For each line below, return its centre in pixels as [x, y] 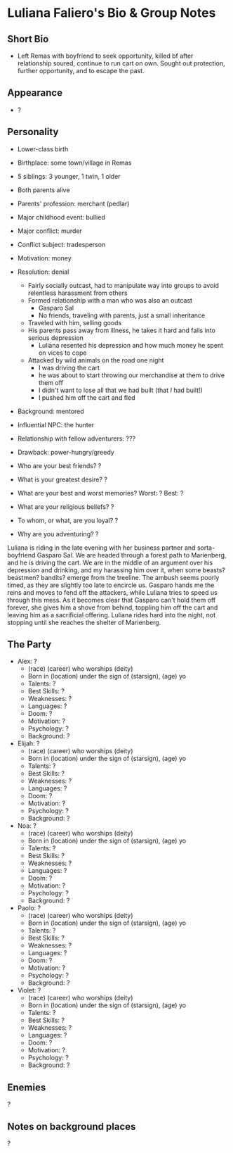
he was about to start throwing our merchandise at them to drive [132, 375]
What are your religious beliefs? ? [66, 506]
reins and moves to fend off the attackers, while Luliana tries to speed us [112, 592]
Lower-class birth [43, 149]
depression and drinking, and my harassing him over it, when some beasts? [116, 570]
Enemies [27, 1087]
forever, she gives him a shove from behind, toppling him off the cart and [113, 607]
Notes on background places [72, 1127]
